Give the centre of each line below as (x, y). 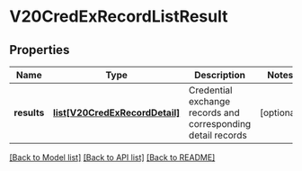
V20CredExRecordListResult (119, 17)
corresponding (220, 124)
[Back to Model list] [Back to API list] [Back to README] (112, 157)
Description (220, 75)
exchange (209, 101)
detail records (218, 135)
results (29, 112)
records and (214, 112)
